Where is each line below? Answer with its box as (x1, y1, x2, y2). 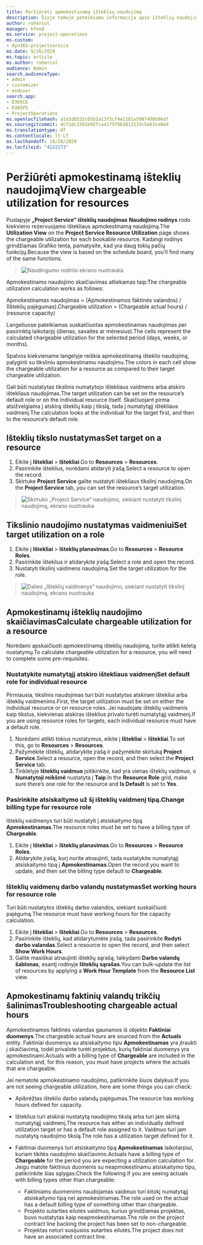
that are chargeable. (6, 1064, 57, 1072)
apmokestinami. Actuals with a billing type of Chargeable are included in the (6, 1052, 195, 1059)
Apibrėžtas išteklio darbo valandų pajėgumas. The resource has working (14, 1095, 194, 1102)
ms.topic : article (6, 54, 53, 60)
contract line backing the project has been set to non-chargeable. (24, 1220, 188, 1227)
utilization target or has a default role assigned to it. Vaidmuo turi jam (14, 1126, 187, 1133)
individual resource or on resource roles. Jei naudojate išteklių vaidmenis (6, 704, 188, 712)
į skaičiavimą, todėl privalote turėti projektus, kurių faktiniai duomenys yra (6, 1045, 189, 1052)
